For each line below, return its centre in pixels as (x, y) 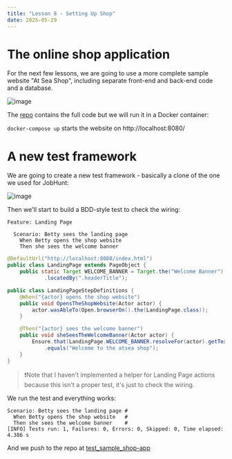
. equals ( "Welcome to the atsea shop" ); (101, 348)
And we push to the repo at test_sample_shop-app (79, 448)
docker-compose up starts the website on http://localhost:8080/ (96, 128)
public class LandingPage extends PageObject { (77, 265)
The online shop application (89, 54)
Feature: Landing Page (40, 222)
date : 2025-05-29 (32, 20)
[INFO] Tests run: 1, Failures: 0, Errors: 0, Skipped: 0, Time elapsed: (116, 429)
